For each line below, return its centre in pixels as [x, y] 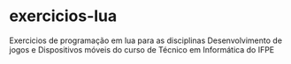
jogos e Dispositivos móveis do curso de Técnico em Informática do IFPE [142, 49]
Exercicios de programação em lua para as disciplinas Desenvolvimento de [146, 40]
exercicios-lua [63, 16]
